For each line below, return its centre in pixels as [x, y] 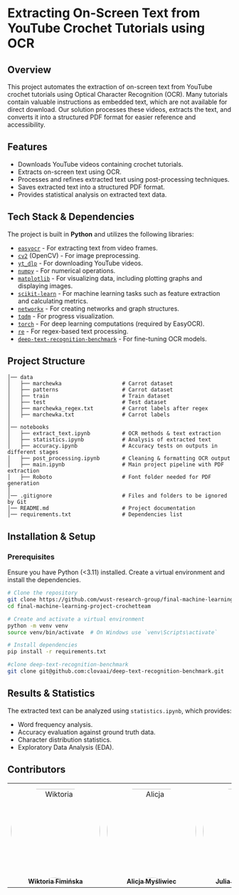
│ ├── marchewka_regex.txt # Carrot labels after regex [108, 409]
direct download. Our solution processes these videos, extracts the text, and [119, 109]
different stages [33, 452]
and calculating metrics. [53, 301]
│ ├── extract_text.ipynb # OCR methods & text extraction [114, 434]
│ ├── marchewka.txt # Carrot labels [89, 415]
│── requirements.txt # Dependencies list [95, 514]
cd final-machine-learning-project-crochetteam [79, 606]
